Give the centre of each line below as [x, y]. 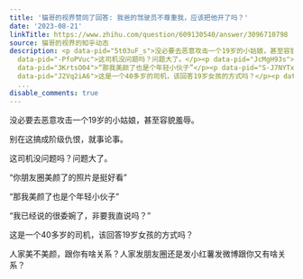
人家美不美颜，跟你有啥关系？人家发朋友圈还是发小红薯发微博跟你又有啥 [143, 254]
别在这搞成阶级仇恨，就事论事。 [69, 139]
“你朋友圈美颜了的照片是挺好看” [69, 177]
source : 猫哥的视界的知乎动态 [60, 43]
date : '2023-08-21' [46, 26]
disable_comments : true [54, 93]
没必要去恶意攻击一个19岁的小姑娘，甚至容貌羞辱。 [105, 120]
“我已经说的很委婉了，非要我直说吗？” [80, 215]
